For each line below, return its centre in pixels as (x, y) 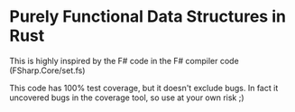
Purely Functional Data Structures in (148, 17)
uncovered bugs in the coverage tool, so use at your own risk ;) (127, 98)
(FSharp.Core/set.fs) (47, 70)
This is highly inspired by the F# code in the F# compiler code (124, 61)
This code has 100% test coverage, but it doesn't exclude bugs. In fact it (144, 88)
